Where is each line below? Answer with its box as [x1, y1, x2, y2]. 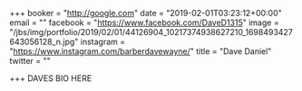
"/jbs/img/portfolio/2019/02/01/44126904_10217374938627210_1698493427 [9, 27, 293, 37]
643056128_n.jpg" [9, 36, 79, 47]
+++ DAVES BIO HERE [9, 73, 93, 84]
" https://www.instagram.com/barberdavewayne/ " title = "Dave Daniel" [9, 46, 272, 57]
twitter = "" [9, 56, 52, 66]
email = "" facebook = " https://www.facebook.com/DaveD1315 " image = [9, 17, 279, 28]
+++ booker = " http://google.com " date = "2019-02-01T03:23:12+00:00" [9, 8, 283, 18]
